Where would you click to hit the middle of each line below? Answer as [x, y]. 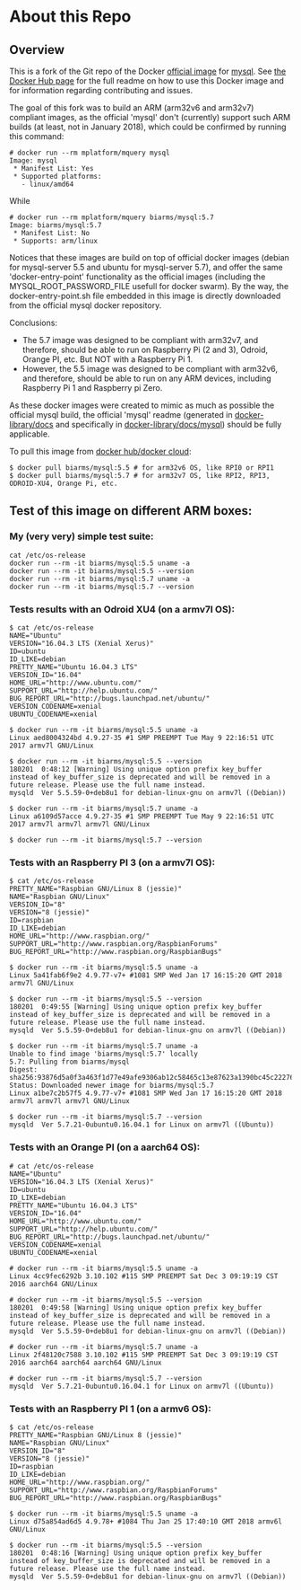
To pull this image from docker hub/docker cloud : [100, 451]
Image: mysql [34, 161]
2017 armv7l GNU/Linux [52, 746]
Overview [37, 50]
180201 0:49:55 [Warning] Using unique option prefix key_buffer [136, 1007]
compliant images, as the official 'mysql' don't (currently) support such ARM [150, 117]
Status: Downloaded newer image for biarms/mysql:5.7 [112, 1086]
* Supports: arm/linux [56, 241]
